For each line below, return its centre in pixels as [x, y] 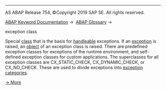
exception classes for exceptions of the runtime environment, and [72, 52]
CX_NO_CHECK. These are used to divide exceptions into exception [74, 67]
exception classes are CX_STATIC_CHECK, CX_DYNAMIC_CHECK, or [75, 62]
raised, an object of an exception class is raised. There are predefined [76, 46]
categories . [17, 73]
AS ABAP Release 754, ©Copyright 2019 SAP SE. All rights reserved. [75, 12]
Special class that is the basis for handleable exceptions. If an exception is [81, 41]
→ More [13, 82]
